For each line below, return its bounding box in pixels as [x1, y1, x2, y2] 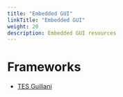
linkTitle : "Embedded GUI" [7, 17, 85, 24]
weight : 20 [7, 23, 39, 30]
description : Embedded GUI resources [7, 29, 117, 37]
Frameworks [7, 60, 81, 75]
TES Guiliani [17, 82, 52, 91]
